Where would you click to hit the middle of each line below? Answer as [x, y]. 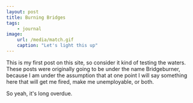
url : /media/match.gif [45, 40]
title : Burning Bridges [36, 17]
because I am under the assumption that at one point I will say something [97, 75]
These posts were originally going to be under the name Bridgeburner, [93, 69]
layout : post [23, 12]
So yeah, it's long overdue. [39, 93]
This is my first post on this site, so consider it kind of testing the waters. [96, 62]
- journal [29, 29]
